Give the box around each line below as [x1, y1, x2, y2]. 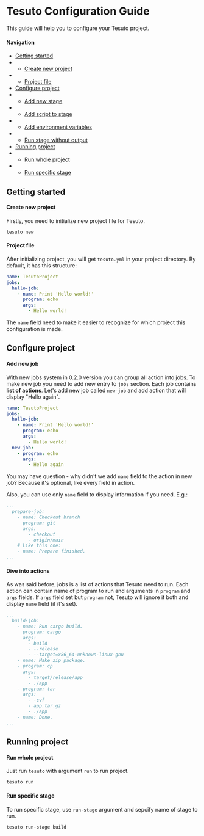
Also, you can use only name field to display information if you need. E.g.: [6, 491, 188, 498]
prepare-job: [12, 509, 45, 515]
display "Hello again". [6, 393, 60, 401]
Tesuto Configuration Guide [6, 4, 150, 18]
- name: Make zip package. [17, 658, 86, 664]
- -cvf [28, 697, 45, 703]
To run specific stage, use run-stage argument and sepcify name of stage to [6, 805, 198, 813]
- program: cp [17, 663, 53, 669]
